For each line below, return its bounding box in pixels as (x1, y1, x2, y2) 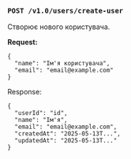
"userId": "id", (14, 109, 68, 117)
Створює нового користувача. (7, 22, 110, 31)
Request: (7, 38, 38, 47)
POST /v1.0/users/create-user (7, 6, 124, 15)
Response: (7, 87, 43, 97)
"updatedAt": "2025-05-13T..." (14, 137, 118, 145)
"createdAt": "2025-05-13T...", (14, 130, 122, 138)
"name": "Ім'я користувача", (14, 60, 110, 68)
